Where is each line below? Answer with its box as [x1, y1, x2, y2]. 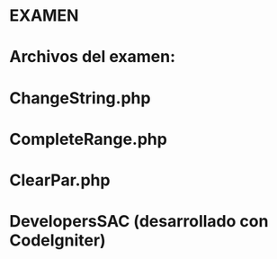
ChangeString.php [9, 87, 151, 108]
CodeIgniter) [9, 230, 106, 251]
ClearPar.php [9, 170, 111, 190]
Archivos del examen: [9, 47, 176, 67]
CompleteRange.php [9, 129, 168, 149]
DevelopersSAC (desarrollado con [9, 211, 269, 232]
